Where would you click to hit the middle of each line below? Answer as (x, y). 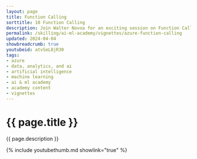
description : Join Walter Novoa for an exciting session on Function (93, 28)
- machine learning (30, 77)
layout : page (22, 11)
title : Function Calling (36, 17)
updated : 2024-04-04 (31, 39)
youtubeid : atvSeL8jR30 (35, 50)
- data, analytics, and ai (39, 66)
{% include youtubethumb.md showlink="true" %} (67, 150)
